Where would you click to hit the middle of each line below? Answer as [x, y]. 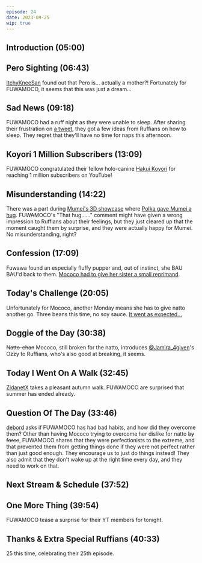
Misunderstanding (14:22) [56, 194]
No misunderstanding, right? [41, 234]
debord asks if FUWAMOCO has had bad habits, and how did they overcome [101, 428]
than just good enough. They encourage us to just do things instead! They [98, 453]
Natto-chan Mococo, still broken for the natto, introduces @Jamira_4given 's [100, 348]
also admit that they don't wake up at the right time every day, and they [94, 460]
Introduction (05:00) [46, 47]
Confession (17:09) [43, 253]
